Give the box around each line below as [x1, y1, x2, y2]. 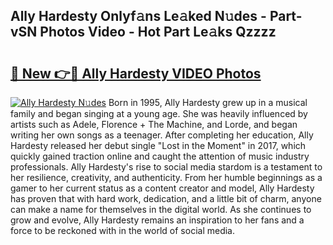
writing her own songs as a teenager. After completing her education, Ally [10, 129, 314, 141]
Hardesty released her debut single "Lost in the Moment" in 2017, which [10, 140, 307, 151]
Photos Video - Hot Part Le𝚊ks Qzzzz [39, 24, 277, 41]
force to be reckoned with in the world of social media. [10, 225, 236, 236]
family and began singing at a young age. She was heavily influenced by [10, 108, 308, 119]
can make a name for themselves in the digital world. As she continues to [10, 204, 312, 215]
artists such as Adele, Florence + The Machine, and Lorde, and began [10, 119, 298, 130]
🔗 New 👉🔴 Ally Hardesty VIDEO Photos [10, 65, 262, 82]
